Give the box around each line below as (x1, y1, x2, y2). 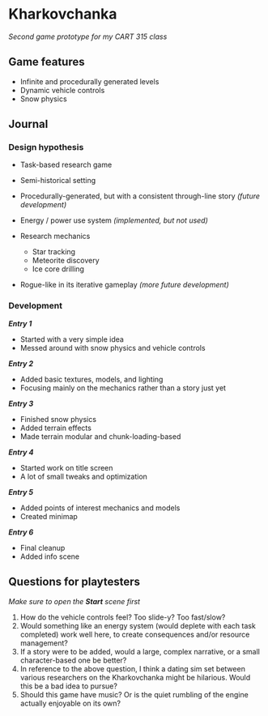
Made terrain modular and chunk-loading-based (19, 431, 181, 441)
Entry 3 (8, 398, 34, 408)
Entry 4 (8, 447, 34, 457)
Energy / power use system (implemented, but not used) (19, 215, 209, 225)
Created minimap (19, 511, 79, 521)
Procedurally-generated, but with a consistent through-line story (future (19, 191, 261, 201)
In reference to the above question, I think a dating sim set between (19, 663, 245, 673)
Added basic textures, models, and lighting (19, 374, 164, 384)
